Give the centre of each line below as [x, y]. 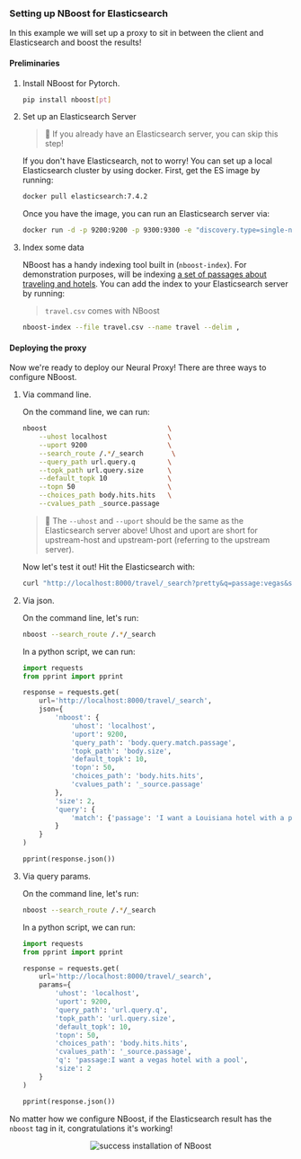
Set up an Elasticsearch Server [79, 117]
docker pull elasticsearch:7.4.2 [85, 197]
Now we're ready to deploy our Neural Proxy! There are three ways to [138, 367]
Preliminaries [35, 63]
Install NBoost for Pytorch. [71, 83]
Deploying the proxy [48, 348]
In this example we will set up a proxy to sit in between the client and [137, 33]
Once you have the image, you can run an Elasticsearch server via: [146, 214]
